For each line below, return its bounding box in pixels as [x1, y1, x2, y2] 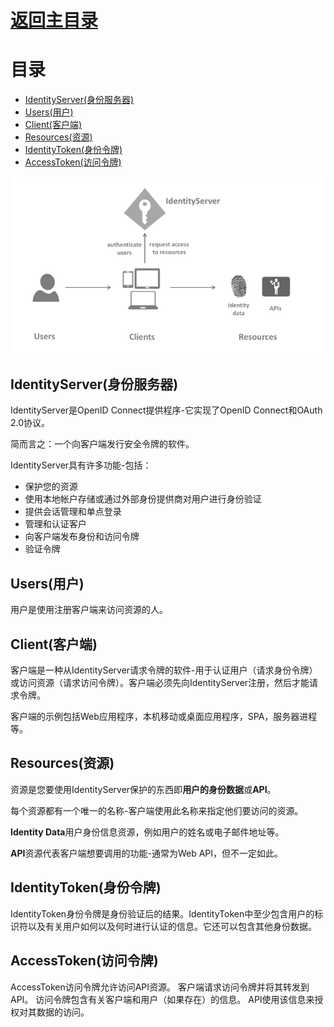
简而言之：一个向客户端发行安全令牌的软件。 [10, 438, 195, 450]
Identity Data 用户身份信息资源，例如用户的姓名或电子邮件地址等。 [10, 826, 285, 838]
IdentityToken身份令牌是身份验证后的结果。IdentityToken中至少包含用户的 [10, 907, 315, 920]
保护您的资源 [24, 481, 78, 493]
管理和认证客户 [24, 518, 87, 530]
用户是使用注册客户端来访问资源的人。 [10, 604, 168, 616]
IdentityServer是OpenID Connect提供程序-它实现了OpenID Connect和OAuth [10, 404, 323, 416]
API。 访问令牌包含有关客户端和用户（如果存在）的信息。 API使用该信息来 [10, 993, 315, 1005]
